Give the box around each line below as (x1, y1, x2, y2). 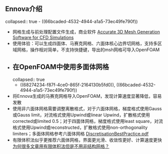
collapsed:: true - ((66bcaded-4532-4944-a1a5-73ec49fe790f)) (5, 18, 138, 24)
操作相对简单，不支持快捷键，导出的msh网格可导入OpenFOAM (30, 47, 160, 53)
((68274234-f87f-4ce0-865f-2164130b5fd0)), (20, 82, 115, 88)
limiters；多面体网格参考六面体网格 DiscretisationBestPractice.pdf (12, 130, 149, 136)
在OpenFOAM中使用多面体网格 (12, 63, 109, 71)
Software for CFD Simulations (12, 34, 74, 40)
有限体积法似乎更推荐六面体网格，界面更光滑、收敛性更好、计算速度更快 (12, 137, 162, 143)
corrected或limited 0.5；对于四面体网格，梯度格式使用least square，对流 (12, 118, 163, 124)
